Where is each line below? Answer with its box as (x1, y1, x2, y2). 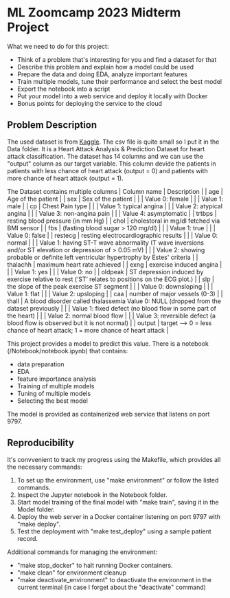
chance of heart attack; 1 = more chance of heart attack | (7, 326, 169, 334)
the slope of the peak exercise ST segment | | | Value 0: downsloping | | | (7, 282, 214, 290)
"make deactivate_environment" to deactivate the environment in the (16, 575, 211, 584)
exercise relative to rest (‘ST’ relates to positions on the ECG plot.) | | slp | (7, 275, 215, 283)
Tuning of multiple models (16, 389, 91, 397)
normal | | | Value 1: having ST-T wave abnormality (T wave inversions (7, 239, 205, 247)
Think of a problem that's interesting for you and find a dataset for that (16, 55, 217, 63)
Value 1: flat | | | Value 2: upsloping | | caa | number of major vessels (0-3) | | (7, 289, 223, 298)
